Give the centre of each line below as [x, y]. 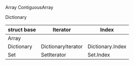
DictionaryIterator [62, 46]
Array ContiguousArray [29, 7]
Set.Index [99, 55]
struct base [22, 30]
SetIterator [54, 55]
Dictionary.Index [107, 46]
